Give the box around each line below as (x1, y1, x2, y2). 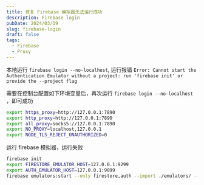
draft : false (6, 32, 39, 38)
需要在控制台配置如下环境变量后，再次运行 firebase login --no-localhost (6, 89, 193, 97)
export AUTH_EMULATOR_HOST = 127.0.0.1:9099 (6, 167, 115, 173)
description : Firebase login (6, 15, 80, 21)
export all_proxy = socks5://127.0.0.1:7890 (6, 120, 115, 127)
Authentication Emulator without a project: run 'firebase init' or (6, 72, 183, 79)
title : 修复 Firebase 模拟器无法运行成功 (6, 9, 103, 15)
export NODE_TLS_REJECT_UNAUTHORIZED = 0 (6, 132, 107, 138)
